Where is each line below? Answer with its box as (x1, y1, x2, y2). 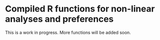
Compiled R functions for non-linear (5, 3, 155, 14)
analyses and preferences (5, 13, 114, 25)
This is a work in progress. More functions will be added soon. (5, 29, 131, 35)
